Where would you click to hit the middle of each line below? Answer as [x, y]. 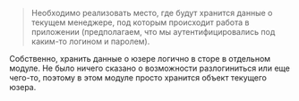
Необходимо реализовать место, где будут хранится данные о [152, 13]
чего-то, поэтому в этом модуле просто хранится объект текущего [138, 78]
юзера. [23, 87]
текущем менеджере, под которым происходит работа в [140, 22]
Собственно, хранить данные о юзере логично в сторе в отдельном [140, 59]
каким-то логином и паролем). [90, 41]
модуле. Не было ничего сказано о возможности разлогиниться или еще [150, 68]
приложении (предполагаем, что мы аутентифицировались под [153, 32]
